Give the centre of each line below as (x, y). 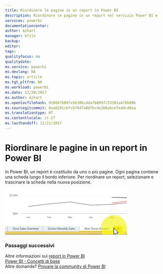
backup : (13, 41)
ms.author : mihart (24, 97)
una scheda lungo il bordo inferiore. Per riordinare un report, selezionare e (80, 177)
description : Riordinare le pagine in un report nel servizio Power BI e (81, 15)
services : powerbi (24, 20)
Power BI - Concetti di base (33, 261)
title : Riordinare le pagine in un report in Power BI (62, 10)
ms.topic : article (24, 77)
